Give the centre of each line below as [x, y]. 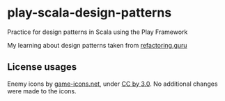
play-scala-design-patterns [90, 13]
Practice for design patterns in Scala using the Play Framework [98, 32]
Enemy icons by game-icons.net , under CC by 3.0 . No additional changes [113, 84]
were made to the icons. [42, 91]
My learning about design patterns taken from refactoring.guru [97, 45]
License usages [42, 67]
